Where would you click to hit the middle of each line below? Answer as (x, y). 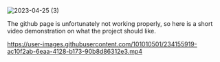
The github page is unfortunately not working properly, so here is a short (110, 24)
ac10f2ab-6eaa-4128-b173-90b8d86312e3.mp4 (75, 51)
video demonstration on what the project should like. (82, 31)
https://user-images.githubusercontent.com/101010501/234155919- (102, 44)
